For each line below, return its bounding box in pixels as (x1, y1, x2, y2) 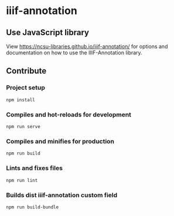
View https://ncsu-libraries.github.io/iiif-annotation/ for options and (6, 43, 168, 50)
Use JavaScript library (6, 28, 90, 37)
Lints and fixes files (6, 164, 63, 172)
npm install (6, 97, 35, 103)
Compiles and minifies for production (6, 137, 114, 145)
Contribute (6, 66, 47, 76)
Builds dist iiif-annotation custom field (6, 191, 118, 199)
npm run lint (6, 177, 38, 183)
